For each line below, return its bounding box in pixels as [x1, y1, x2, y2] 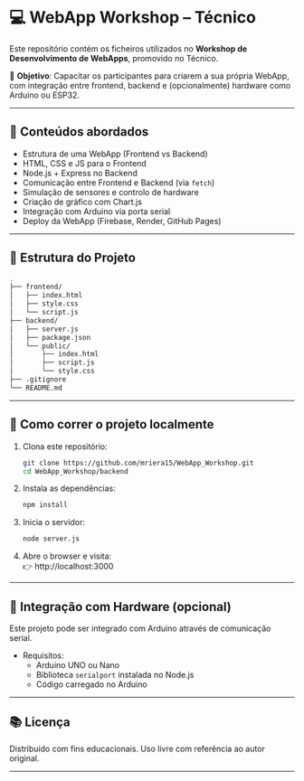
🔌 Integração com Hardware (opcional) [9, 598, 233, 615]
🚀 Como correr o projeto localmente [9, 417, 214, 432]
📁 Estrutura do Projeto [9, 250, 136, 266]
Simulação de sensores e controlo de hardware [22, 186, 199, 197]
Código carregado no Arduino [35, 679, 147, 690]
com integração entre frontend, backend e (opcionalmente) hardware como [9, 80, 291, 90]
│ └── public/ [9, 341, 71, 351]
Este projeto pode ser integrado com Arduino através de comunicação [9, 623, 271, 634]
